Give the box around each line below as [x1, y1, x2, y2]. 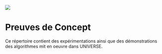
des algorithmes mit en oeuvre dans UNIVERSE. [5, 43, 103, 49]
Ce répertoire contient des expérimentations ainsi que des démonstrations [5, 38, 158, 44]
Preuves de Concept [5, 22, 91, 33]
